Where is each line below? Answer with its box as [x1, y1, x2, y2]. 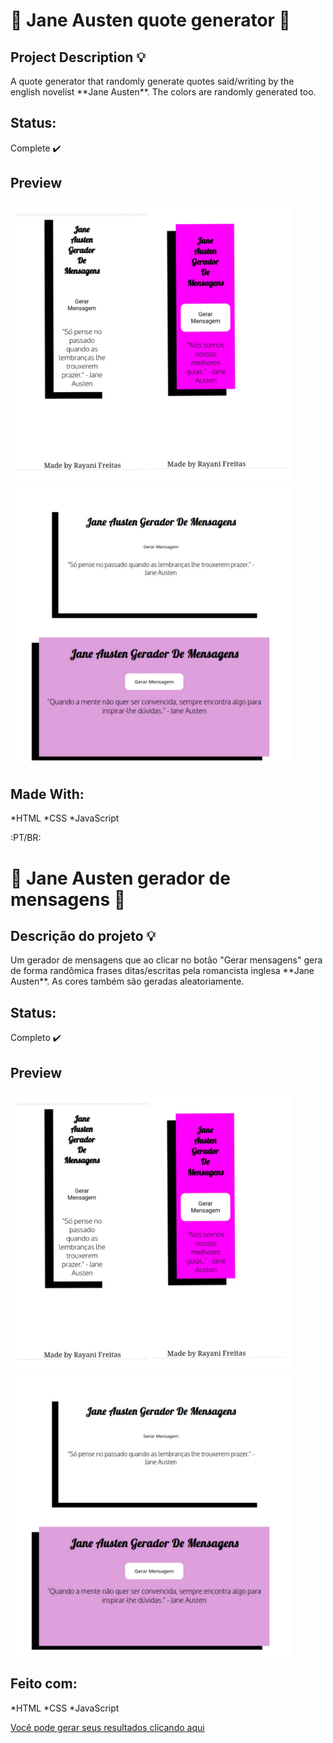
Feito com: [10, 1675, 78, 1693]
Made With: [10, 786, 85, 803]
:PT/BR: [10, 832, 42, 844]
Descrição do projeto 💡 [10, 928, 157, 945]
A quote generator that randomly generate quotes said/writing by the [10, 75, 295, 87]
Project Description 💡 [10, 49, 147, 66]
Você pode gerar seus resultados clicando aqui [10, 1721, 205, 1733]
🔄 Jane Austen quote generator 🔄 [10, 9, 291, 32]
